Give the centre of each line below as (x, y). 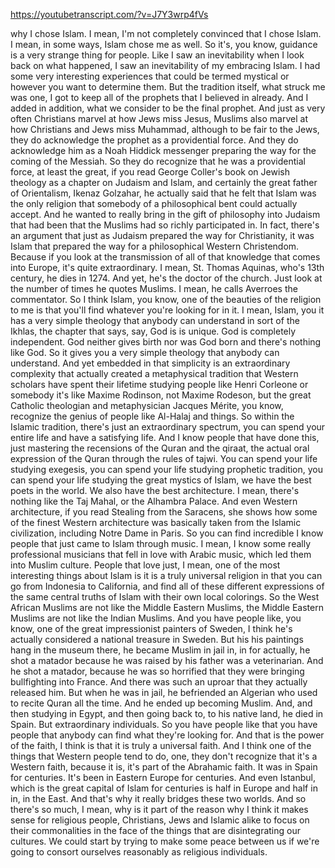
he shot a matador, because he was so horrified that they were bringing (157, 671)
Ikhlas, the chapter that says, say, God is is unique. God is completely (153, 331)
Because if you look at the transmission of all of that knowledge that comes (165, 257)
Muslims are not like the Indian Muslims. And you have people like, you (156, 618)
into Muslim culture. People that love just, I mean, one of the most (145, 565)
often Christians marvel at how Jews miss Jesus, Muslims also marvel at (159, 118)
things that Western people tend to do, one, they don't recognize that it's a (164, 756)
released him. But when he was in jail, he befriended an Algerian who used (164, 692)
